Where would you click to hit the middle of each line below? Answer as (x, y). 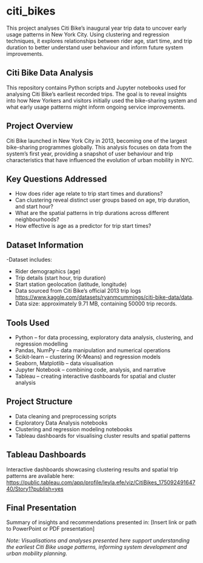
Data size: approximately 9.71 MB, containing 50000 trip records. (96, 304)
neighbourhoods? (37, 219)
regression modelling (41, 344)
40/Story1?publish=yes (35, 489)
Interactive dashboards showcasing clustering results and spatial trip (92, 469)
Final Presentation (42, 508)
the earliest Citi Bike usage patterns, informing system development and (97, 547)
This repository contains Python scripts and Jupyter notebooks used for (96, 87)
